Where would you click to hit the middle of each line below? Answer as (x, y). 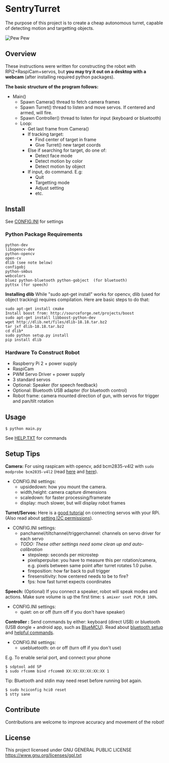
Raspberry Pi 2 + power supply (45, 364)
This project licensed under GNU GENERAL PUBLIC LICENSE (69, 750)
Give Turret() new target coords (68, 145)
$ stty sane (18, 694)
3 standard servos (31, 379)
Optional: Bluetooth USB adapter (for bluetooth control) (70, 391)
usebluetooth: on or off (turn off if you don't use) (71, 648)
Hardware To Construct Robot (42, 352)
